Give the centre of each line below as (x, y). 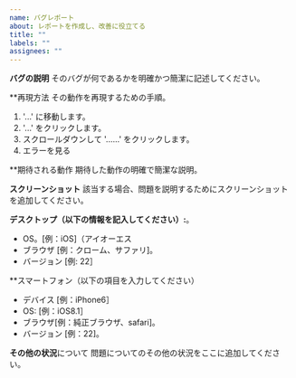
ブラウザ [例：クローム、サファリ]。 (90, 250)
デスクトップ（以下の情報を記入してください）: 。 (102, 220)
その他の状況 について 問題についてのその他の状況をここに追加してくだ (141, 353)
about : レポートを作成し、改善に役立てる (78, 26)
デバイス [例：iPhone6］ (68, 300)
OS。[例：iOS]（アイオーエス (77, 239)
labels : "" (30, 43)
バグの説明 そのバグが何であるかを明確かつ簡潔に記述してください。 (137, 79)
